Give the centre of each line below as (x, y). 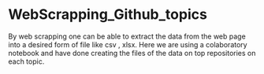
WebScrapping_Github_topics (108, 15)
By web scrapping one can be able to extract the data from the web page (127, 36)
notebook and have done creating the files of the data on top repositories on (132, 53)
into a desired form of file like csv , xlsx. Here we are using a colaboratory (128, 44)
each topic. (26, 61)
